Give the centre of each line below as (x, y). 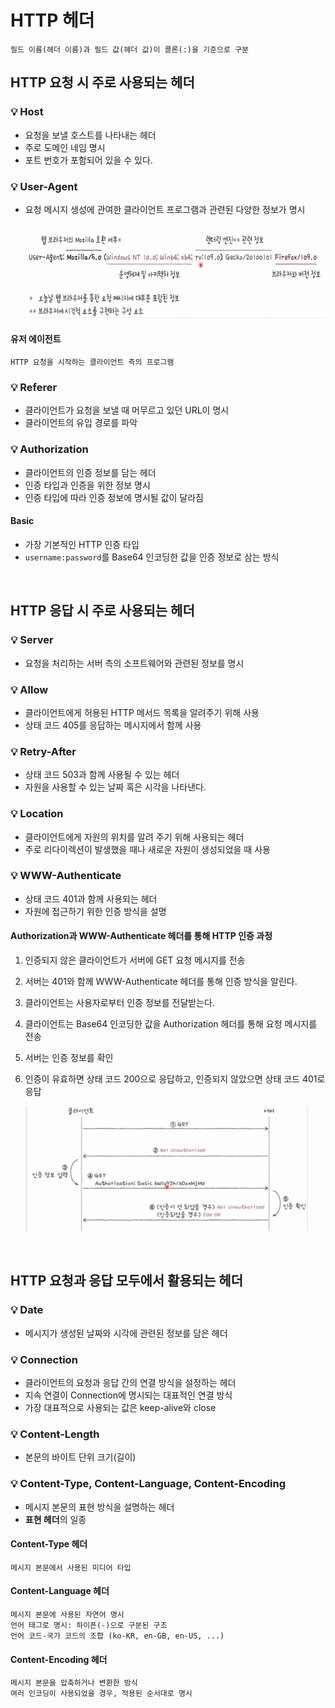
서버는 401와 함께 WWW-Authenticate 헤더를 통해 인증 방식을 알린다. (161, 981)
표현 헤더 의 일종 (55, 1519)
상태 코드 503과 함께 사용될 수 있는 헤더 (102, 775)
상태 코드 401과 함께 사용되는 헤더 (91, 898)
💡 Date (27, 1310)
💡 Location (37, 814)
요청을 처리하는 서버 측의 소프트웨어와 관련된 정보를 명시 (134, 663)
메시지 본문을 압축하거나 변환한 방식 (74, 1683)
